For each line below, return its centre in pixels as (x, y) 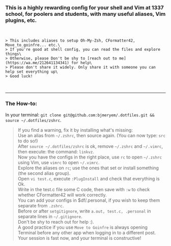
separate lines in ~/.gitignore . (50, 216)
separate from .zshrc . (41, 205)
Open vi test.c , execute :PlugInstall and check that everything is (89, 178)
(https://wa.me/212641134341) (37, 63)
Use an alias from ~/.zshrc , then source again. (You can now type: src (92, 135)
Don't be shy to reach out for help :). (56, 222)
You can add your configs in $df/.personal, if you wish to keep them (89, 200)
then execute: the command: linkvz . (56, 151)
